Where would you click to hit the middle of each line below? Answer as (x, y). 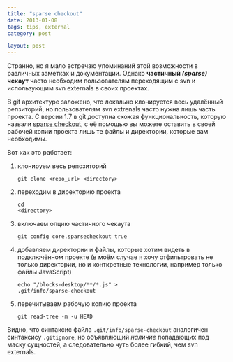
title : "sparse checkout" (45, 14)
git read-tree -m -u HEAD (55, 317)
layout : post (26, 46)
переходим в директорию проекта (69, 192)
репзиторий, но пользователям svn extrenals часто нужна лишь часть (111, 109)
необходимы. (27, 139)
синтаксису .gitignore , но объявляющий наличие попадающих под (108, 337)
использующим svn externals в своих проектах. (78, 88)
